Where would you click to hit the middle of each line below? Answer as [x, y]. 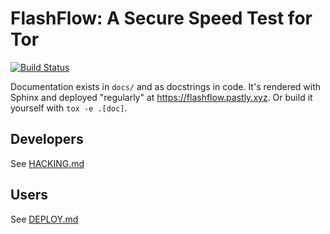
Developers [47, 139]
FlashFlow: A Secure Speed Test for [161, 18]
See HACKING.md [47, 163]
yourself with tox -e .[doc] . [69, 108]
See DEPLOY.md [44, 219]
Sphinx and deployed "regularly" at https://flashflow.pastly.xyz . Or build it [161, 97]
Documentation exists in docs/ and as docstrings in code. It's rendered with [166, 86]
